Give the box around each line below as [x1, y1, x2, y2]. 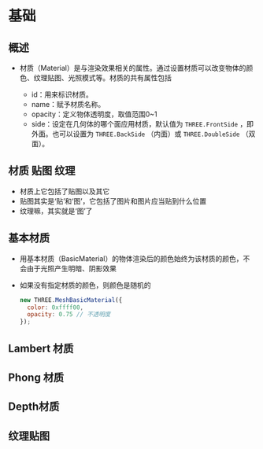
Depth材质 [8, 400, 60, 414]
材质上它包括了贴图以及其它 [19, 186, 110, 196]
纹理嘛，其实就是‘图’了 [19, 206, 93, 215]
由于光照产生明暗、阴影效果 [26, 263, 117, 273]
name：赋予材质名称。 [31, 100, 106, 109]
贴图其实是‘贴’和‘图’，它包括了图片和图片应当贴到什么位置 [19, 196, 207, 205]
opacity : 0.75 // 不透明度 [27, 311, 111, 318]
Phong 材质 [8, 370, 65, 384]
